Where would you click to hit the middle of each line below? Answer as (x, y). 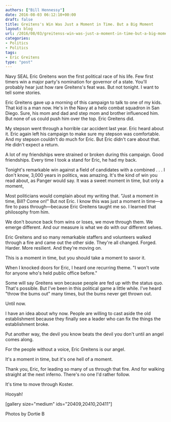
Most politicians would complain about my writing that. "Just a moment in (82, 196)
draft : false (19, 19)
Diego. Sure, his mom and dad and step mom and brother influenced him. (82, 113)
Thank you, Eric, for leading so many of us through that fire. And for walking (85, 369)
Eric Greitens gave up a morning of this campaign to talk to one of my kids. (83, 103)
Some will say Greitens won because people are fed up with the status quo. (84, 283)
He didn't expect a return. (32, 145)
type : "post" (19, 62)
